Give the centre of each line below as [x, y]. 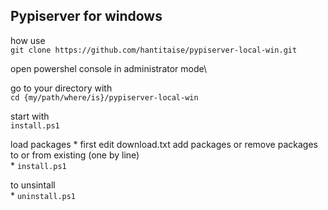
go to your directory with [61, 88]
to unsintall [33, 185]
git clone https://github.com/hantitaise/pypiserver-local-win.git [154, 50]
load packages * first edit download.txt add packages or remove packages [164, 144]
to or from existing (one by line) [75, 155]
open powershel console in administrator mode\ [109, 68]
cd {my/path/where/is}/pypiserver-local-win [104, 97]
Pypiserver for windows [86, 16]
